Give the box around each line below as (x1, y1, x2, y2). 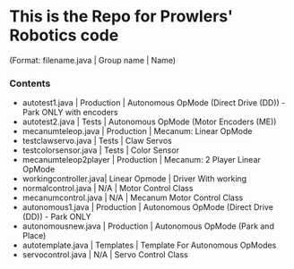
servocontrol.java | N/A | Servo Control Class (22, 249, 188, 260)
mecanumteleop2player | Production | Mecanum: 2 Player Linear (22, 155, 262, 165)
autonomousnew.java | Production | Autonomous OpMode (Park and (22, 221, 275, 231)
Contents (9, 77, 51, 89)
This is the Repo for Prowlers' (9, 6, 233, 27)
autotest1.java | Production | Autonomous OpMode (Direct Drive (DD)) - (22, 97, 286, 108)
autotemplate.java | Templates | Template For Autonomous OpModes (22, 240, 277, 251)
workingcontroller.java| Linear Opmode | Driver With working (22, 173, 247, 184)
